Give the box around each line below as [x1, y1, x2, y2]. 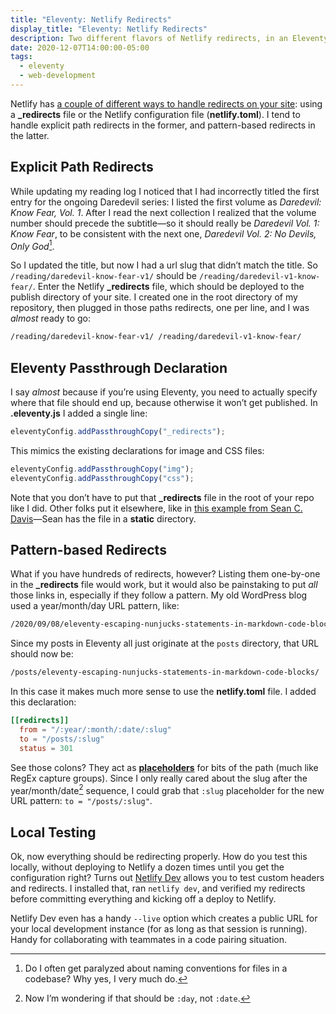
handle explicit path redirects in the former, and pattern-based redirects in [10, 119, 316, 131]
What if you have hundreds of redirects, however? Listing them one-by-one [10, 568, 321, 580]
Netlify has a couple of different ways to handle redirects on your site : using [10, 97, 323, 110]
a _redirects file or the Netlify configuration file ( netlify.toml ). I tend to [10, 108, 301, 120]
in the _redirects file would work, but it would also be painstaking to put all [10, 579, 318, 591]
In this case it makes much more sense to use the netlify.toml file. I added [10, 686, 317, 698]
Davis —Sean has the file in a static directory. [10, 512, 197, 525]
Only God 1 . [10, 238, 55, 252]
